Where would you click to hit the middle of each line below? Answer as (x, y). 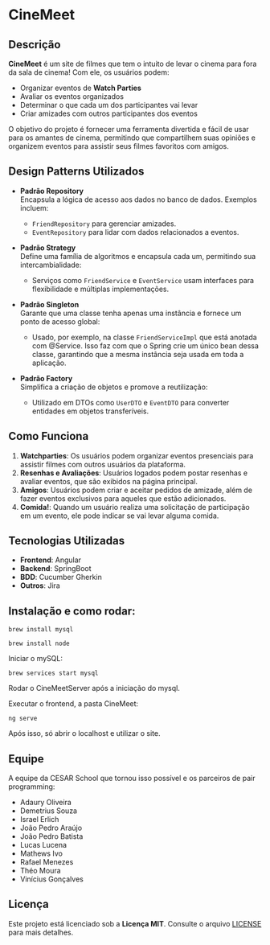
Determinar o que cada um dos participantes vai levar (109, 105)
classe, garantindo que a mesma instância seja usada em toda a (138, 354)
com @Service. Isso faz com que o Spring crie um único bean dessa (145, 345)
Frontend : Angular (51, 560)
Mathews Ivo (41, 853)
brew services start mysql (53, 673)
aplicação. (49, 363)
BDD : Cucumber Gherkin (61, 577)
